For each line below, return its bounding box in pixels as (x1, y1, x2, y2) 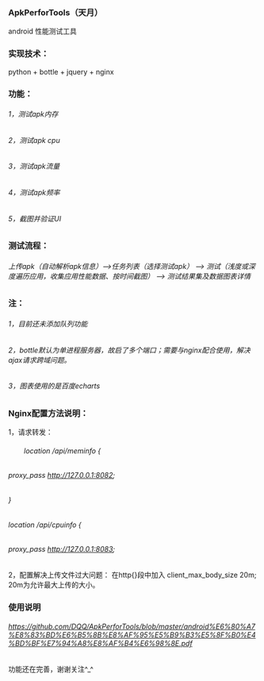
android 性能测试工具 (8, 26, 78, 37)
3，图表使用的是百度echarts (8, 381, 101, 391)
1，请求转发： (8, 427, 53, 437)
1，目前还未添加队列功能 (8, 319, 88, 329)
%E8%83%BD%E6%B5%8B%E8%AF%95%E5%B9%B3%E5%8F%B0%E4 (8, 630, 256, 640)
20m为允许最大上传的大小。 (8, 579, 100, 589)
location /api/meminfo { (23, 446, 101, 456)
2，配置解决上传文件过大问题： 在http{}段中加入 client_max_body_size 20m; (8, 570, 257, 579)
